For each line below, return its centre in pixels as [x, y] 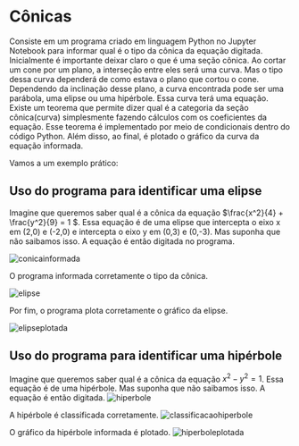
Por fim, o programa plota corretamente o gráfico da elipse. [119, 310]
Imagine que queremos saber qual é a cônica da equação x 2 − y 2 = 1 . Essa [146, 378]
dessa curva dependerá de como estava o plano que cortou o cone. [134, 79]
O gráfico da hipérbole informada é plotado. [90, 433]
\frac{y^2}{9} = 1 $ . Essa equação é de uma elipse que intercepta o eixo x [145, 222]
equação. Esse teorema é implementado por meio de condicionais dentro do [149, 126]
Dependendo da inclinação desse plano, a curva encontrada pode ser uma [146, 88]
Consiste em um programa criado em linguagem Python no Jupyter [133, 41]
